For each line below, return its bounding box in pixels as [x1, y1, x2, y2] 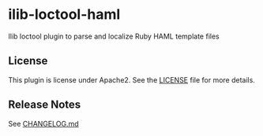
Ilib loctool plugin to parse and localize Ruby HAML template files [8, 31, 220, 41]
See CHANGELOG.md [8, 119, 79, 128]
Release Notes [8, 98, 81, 112]
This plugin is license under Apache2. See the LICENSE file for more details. [8, 75, 255, 84]
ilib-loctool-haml [8, 6, 121, 24]
